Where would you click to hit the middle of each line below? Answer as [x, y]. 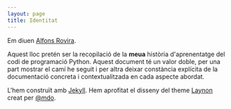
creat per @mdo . [32, 97]
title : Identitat [33, 20]
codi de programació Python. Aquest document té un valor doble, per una [114, 61]
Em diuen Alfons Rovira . [42, 40]
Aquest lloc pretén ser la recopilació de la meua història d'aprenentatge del [116, 54]
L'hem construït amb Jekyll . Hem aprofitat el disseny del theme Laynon [110, 90]
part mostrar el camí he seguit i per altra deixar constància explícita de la [113, 69]
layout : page [26, 14]
